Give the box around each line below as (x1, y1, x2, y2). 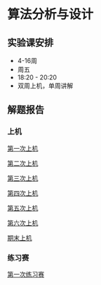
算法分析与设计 (7, 6, 94, 22)
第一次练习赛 (7, 270, 44, 278)
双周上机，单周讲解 (17, 81, 74, 90)
